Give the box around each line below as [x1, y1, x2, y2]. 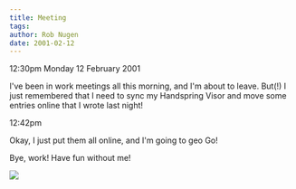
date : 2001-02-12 [9, 38, 75, 48]
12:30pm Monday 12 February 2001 [9, 63, 141, 74]
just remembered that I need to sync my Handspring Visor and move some [9, 90, 287, 101]
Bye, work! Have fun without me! [9, 153, 131, 164]
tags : [9, 22, 30, 31]
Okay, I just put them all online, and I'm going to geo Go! [9, 135, 219, 146]
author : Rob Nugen [9, 30, 79, 39]
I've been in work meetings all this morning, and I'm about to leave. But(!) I [9, 80, 287, 91]
